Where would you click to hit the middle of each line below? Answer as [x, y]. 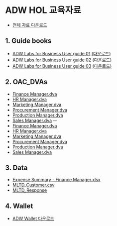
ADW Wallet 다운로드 [33, 219]
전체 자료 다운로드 [30, 25]
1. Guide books [28, 41]
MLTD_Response [30, 190]
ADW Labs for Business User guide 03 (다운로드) [62, 66]
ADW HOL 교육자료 [43, 10]
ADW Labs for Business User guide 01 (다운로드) [61, 53]
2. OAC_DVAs [26, 82]
